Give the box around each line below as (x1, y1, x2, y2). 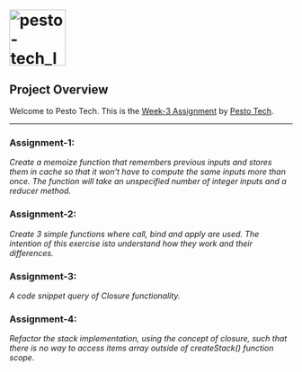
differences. (9, 247, 54, 258)
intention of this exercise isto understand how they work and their (9, 238, 253, 249)
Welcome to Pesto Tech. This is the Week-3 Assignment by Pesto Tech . (9, 106, 274, 116)
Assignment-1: (9, 136, 75, 148)
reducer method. (9, 185, 72, 197)
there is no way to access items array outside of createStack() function (9, 342, 274, 354)
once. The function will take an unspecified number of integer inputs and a (9, 176, 288, 187)
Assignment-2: (9, 208, 76, 220)
